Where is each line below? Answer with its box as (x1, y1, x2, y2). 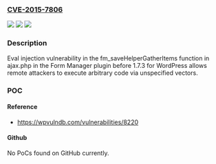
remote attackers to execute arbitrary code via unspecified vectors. (7, 69, 198, 77)
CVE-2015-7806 (7, 5, 63, 14)
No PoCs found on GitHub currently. (7, 149, 109, 157)
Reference (7, 103, 38, 111)
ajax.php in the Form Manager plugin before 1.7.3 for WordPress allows (7, 61, 208, 69)
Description (7, 38, 47, 48)
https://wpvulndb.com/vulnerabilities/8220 (17, 118, 139, 126)
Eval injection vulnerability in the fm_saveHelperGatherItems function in (7, 54, 210, 62)
